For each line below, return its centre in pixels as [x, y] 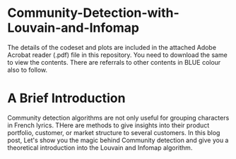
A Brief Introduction [66, 98]
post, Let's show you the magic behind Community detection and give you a [118, 140]
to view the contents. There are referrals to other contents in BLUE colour [114, 62]
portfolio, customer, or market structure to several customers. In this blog [114, 132]
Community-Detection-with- [93, 13]
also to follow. [28, 70]
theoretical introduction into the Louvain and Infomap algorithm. [100, 147]
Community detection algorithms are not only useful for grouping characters [118, 117]
